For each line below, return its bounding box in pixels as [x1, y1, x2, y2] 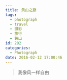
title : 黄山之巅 [5, 7, 37, 13]
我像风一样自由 [17, 69, 49, 75]
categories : [5, 45, 30, 50]
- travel [10, 21, 28, 27]
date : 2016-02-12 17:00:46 [5, 55, 62, 60]
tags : [5, 12, 17, 17]
